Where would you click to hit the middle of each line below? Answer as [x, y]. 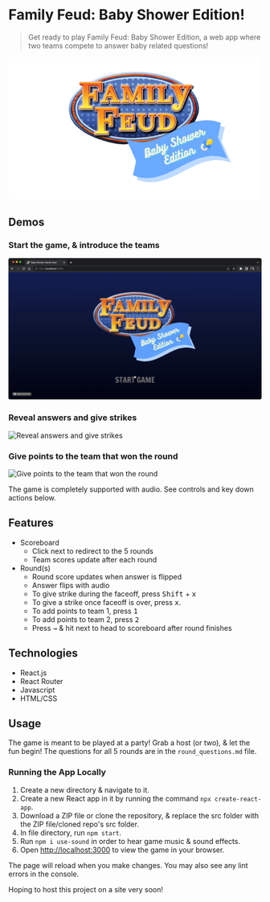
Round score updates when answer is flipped [107, 576]
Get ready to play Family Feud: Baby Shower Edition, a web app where [144, 37]
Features [31, 523]
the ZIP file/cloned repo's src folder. [79, 824]
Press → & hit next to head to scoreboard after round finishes [132, 628]
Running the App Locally [57, 772]
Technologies [43, 653]
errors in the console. [44, 874]
